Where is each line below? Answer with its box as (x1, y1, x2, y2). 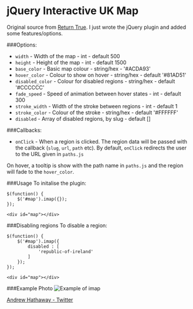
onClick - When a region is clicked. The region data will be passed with (15, 138, 187, 145)
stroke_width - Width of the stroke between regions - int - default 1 (15, 102, 178, 109)
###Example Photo (6, 284, 53, 292)
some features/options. (6, 29, 63, 36)
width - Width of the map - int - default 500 (15, 52, 120, 59)
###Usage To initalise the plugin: (6, 180, 87, 187)
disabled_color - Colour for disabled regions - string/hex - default (15, 78, 175, 85)
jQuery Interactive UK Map (6, 4, 139, 18)
